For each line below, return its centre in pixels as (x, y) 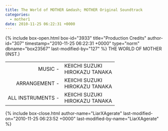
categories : (18, 15)
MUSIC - (49, 69)
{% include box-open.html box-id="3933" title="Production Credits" (76, 38)
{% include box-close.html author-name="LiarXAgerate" (64, 113)
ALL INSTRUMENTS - (33, 98)
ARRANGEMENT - (37, 83)
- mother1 (20, 19)
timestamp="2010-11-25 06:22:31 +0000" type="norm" (82, 44)
